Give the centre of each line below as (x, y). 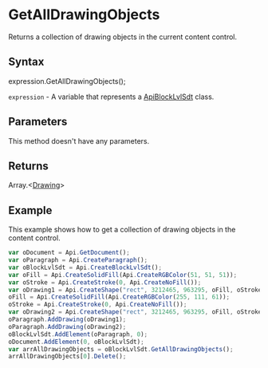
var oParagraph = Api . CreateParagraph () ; (78, 260)
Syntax (26, 62)
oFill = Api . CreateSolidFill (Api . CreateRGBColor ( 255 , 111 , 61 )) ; (119, 297)
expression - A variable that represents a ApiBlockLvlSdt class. (111, 97)
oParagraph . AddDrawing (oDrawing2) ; (67, 326)
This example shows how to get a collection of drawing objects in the (122, 230)
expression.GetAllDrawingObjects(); (67, 81)
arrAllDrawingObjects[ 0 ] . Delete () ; (67, 357)
